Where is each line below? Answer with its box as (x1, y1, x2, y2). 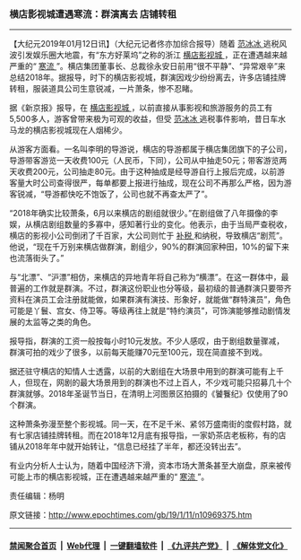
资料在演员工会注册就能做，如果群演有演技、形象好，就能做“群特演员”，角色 (9, 294, 291, 305)
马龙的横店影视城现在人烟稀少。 (9, 125, 127, 136)
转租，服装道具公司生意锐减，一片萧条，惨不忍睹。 (9, 83, 198, 94)
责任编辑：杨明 (9, 491, 64, 502)
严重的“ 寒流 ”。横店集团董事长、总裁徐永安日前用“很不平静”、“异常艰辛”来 (9, 61, 286, 72)
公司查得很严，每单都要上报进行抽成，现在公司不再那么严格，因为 (39, 178, 284, 188)
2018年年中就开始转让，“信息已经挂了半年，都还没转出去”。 (24, 442, 246, 452)
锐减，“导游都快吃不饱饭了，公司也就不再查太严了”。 (16, 188, 213, 199)
